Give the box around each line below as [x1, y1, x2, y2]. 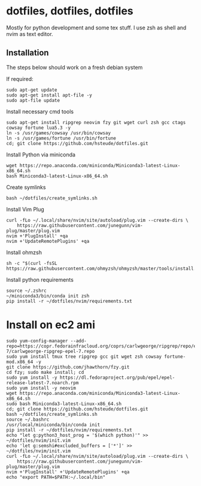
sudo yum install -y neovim [6, 385, 77, 391]
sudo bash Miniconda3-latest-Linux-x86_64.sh [6, 400, 121, 407]
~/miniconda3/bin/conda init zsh [6, 292, 90, 299]
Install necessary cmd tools [6, 108, 74, 115]
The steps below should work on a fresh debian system [6, 64, 143, 71]
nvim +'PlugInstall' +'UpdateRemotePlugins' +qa [6, 469, 130, 475]
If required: [6, 75, 34, 82]
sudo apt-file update [6, 97, 60, 103]
